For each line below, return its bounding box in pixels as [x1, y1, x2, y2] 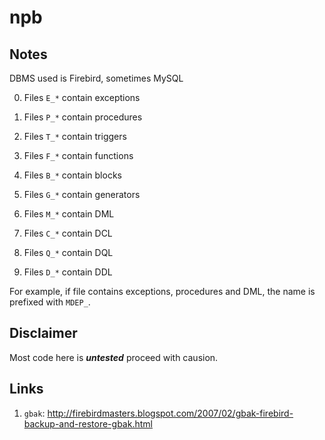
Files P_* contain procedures [23, 111, 143, 123]
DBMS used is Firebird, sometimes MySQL [9, 72, 184, 84]
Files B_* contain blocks [23, 169, 122, 181]
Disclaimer [9, 325, 78, 342]
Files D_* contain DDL [23, 266, 113, 278]
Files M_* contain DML [23, 208, 115, 220]
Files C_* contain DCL [23, 227, 113, 239]
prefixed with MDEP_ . [9, 296, 91, 308]
